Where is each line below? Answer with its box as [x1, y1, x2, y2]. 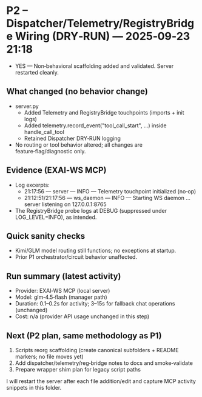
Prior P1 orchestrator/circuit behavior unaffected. [15, 253, 138, 261]
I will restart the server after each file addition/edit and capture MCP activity [6, 378, 196, 385]
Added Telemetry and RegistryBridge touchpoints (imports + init [24, 108, 184, 116]
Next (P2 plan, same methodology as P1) [6, 330, 162, 341]
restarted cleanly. [15, 68, 59, 76]
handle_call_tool [24, 128, 65, 135]
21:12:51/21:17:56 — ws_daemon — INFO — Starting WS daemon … [24, 194, 191, 201]
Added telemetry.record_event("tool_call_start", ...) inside [24, 122, 167, 129]
